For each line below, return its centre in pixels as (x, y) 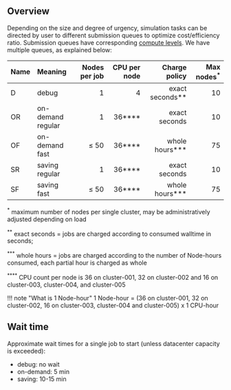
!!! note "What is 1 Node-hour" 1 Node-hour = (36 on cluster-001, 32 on (108, 298)
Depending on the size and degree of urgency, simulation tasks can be (107, 28)
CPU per (126, 68)
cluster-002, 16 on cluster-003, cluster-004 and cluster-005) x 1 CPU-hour (113, 305)
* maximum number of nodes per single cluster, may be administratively (109, 211)
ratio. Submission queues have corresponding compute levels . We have (109, 42)
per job (92, 76)
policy (176, 76)
